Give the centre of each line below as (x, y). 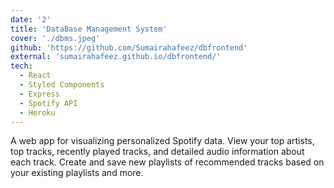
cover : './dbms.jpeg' (55, 38)
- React (35, 76)
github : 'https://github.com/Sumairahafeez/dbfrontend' (129, 47)
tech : (21, 66)
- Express (39, 94)
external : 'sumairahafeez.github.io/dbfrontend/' (116, 57)
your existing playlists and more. (77, 173)
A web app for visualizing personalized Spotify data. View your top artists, (162, 141)
